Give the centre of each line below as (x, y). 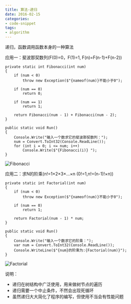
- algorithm (17, 32)
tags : (11, 28)
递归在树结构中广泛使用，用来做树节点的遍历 (57, 284)
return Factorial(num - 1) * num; (49, 219)
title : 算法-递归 (21, 10)
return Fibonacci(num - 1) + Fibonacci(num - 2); (65, 115)
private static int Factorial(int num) (46, 183)
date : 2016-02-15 (23, 14)
